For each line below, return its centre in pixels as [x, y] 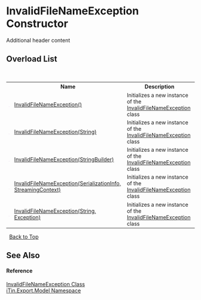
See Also [23, 255]
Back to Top [24, 237]
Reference [19, 271]
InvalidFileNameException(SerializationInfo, [68, 183]
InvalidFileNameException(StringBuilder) [64, 159]
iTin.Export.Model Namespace [44, 290]
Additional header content [38, 40]
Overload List [32, 59]
